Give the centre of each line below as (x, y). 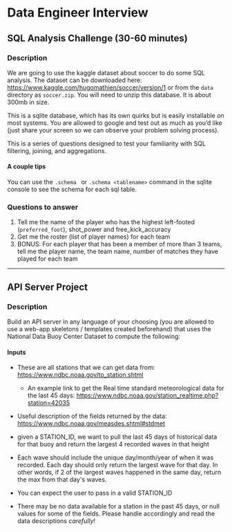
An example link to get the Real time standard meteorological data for (126, 388)
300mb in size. (28, 102)
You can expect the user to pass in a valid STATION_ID (95, 493)
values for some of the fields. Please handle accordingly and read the (116, 514)
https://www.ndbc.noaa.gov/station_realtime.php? (147, 395)
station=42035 (49, 403)
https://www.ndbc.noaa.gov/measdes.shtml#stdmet (91, 424)
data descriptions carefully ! (56, 521)
